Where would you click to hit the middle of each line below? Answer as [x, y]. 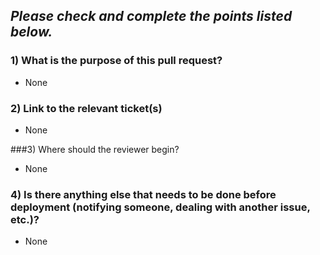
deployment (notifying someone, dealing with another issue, [160, 207]
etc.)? [25, 219]
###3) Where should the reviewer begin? [95, 149]
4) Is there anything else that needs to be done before [143, 194]
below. [31, 32]
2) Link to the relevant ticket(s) [86, 108]
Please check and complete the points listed [151, 16]
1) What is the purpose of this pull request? [116, 61]
